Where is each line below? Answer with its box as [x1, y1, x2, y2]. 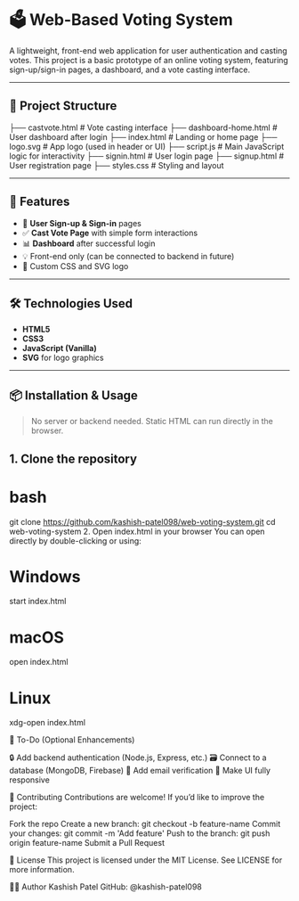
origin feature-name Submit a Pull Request [9, 838, 165, 848]
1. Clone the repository [9, 451, 138, 466]
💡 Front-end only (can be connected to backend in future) [21, 250, 235, 261]
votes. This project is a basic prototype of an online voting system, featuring [9, 54, 289, 65]
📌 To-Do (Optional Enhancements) [9, 734, 135, 745]
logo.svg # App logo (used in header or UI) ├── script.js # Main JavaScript [9, 141, 285, 152]
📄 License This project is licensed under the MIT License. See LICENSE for [9, 855, 283, 865]
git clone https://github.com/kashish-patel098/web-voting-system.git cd [9, 516, 276, 527]
